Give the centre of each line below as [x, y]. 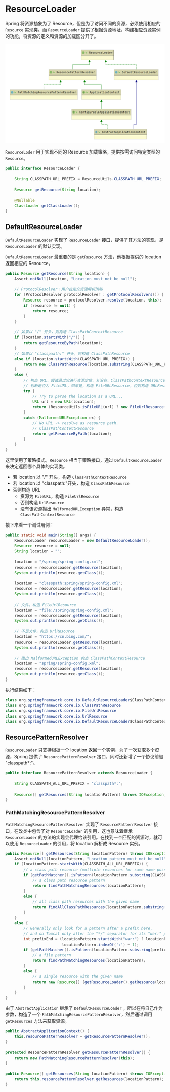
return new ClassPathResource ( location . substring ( [78, 364]
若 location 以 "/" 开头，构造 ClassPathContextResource [70, 477]
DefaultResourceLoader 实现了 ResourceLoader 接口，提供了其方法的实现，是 [84, 240]
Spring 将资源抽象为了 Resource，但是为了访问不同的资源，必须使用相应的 [83, 23]
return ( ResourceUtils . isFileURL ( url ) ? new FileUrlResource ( [99, 407]
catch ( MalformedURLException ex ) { [62, 418]
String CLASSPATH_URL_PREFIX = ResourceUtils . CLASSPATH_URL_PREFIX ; [88, 179]
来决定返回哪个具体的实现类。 [36, 466]
